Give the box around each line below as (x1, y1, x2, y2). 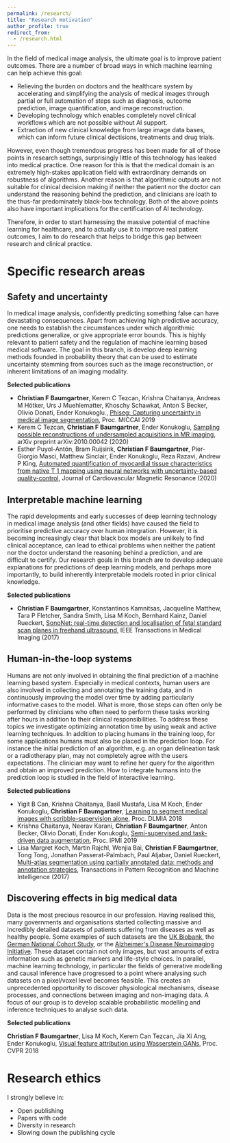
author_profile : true (7, 23, 69, 29)
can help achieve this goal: (7, 69, 83, 77)
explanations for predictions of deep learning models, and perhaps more (7, 563, 212, 571)
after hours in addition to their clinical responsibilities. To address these (7, 715, 209, 723)
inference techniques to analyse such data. (7, 1005, 129, 1013)
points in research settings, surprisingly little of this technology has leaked (7, 153, 217, 162)
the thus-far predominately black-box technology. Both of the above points (7, 197, 218, 206)
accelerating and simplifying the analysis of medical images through (16, 90, 210, 98)
